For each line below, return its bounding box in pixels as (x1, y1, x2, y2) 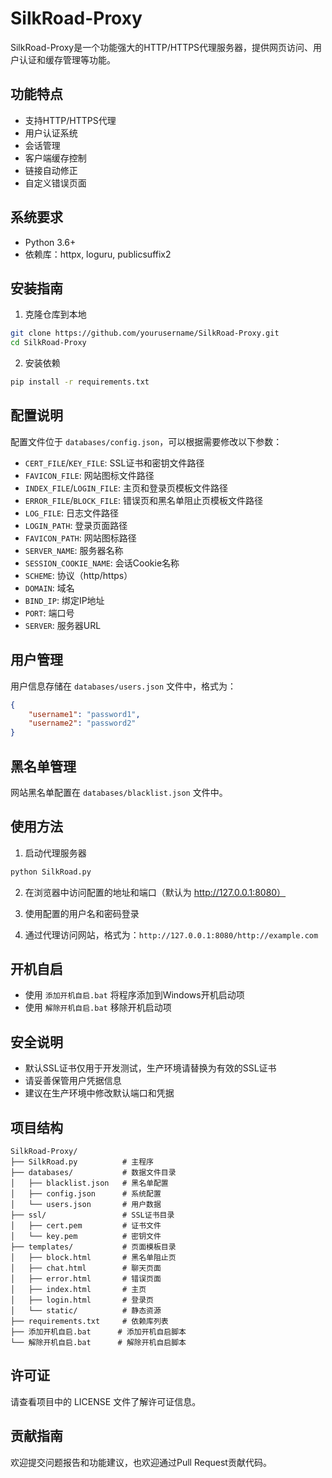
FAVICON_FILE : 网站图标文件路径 (24, 469, 155, 481)
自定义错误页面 (24, 177, 87, 189)
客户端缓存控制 (24, 152, 87, 164)
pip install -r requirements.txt (10, 377, 150, 387)
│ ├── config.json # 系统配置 (10, 1189, 162, 1199)
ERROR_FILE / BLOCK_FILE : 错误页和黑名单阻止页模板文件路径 (24, 494, 264, 506)
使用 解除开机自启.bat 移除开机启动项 (24, 1002, 172, 1014)
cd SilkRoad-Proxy (10, 338, 87, 348)
